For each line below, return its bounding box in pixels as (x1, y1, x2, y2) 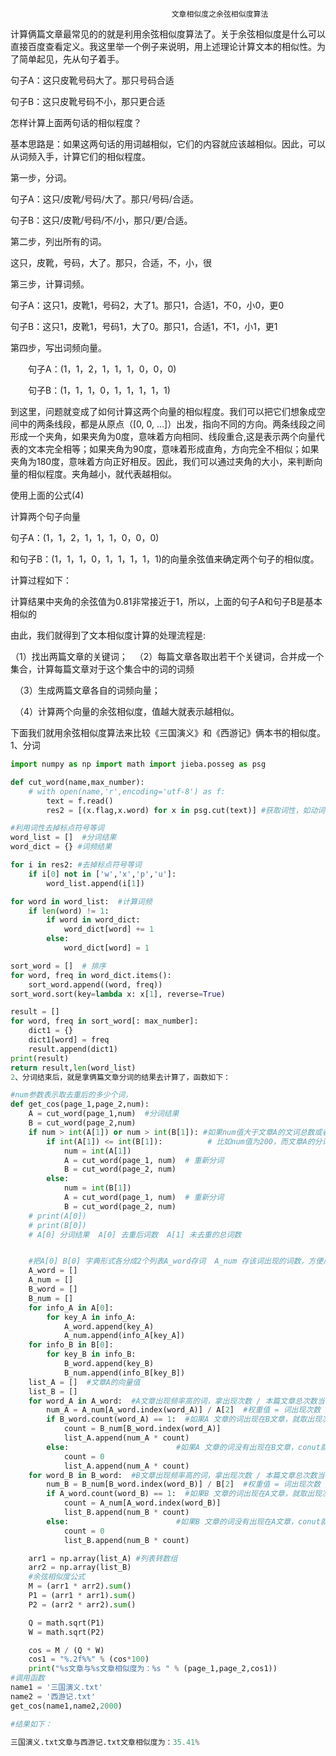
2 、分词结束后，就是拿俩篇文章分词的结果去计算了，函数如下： (10, 1072, 232, 1082)
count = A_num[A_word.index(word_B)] (63, 1498, 222, 1508)
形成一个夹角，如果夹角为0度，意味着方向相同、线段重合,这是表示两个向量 (10, 431, 317, 442)
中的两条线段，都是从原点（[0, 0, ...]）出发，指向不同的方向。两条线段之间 (18, 418, 326, 430)
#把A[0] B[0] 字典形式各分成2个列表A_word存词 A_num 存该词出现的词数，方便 (28, 1256, 324, 1267)
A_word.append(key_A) (63, 1321, 155, 1332)
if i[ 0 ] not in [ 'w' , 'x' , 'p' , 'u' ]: (28, 869, 177, 879)
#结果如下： (10, 1719, 53, 1729)
